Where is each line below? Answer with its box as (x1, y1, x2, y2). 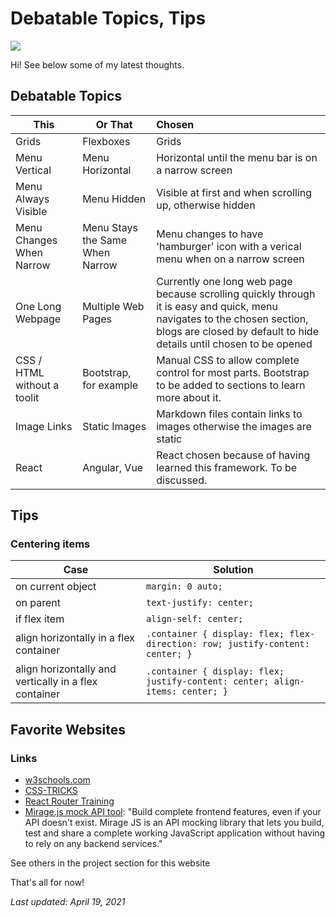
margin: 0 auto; (146, 581, 223, 592)
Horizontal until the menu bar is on (156, 150, 318, 164)
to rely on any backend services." (24, 838, 163, 850)
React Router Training (24, 795, 115, 807)
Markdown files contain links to (156, 407, 303, 421)
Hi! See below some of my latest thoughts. (10, 58, 185, 71)
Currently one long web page (156, 274, 293, 288)
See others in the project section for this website (10, 857, 211, 869)
